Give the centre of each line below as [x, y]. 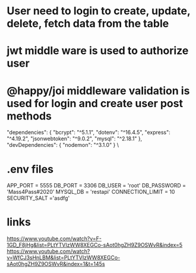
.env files [30, 169]
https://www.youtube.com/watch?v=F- [54, 239]
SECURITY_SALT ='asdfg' [38, 198]
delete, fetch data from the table [88, 23]
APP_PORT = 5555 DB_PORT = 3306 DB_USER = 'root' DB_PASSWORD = [97, 186]
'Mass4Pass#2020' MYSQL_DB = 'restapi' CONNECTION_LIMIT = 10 [91, 192]
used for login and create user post [95, 103]
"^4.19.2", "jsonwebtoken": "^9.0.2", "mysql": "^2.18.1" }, [75, 139]
